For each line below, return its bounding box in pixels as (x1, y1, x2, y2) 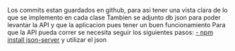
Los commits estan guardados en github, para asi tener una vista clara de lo (7, 6, 228, 14)
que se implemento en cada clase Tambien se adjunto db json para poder (7, 13, 221, 22)
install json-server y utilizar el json (7, 36, 107, 44)
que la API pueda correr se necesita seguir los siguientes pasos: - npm (7, 28, 214, 36)
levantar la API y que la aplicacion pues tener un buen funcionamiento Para (7, 21, 226, 29)
